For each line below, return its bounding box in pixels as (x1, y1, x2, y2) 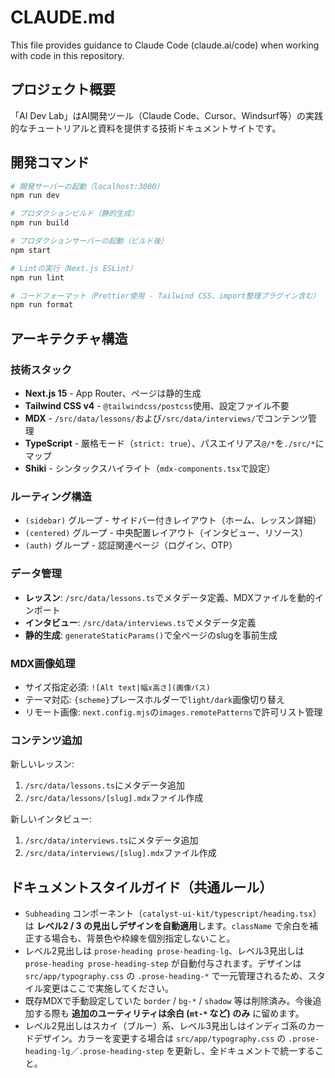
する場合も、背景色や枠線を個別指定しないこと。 (33, 932, 236, 944)
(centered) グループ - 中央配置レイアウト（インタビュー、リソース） (24, 527, 308, 539)
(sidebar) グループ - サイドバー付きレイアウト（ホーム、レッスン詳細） (24, 514, 322, 526)
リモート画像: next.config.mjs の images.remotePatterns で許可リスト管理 (24, 706, 323, 718)
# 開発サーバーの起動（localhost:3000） (10, 181, 165, 191)
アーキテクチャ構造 (10, 330, 128, 347)
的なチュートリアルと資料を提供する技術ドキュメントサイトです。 (10, 122, 282, 134)
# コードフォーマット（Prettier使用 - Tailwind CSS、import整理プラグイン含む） (10, 291, 321, 301)
